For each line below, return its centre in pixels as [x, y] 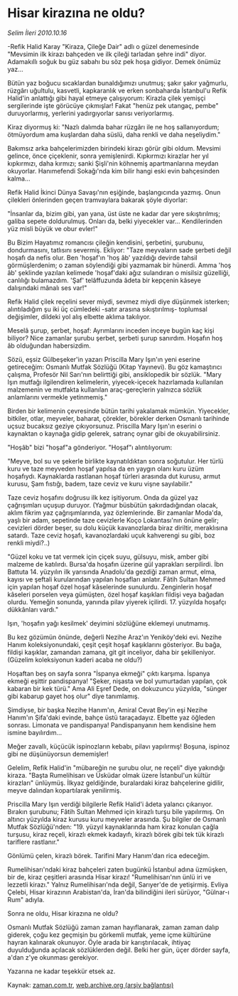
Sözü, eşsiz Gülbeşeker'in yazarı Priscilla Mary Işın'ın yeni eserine [104, 359]
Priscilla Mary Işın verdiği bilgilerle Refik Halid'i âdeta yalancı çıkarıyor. [110, 804]
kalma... [19, 178]
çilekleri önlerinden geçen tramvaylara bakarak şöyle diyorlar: [98, 200]
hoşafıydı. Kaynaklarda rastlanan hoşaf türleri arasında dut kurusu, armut [114, 476]
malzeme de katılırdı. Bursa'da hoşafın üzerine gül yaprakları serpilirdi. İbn [115, 564]
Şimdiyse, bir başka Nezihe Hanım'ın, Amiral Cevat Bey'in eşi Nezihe [108, 709]
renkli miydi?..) [29, 542]
